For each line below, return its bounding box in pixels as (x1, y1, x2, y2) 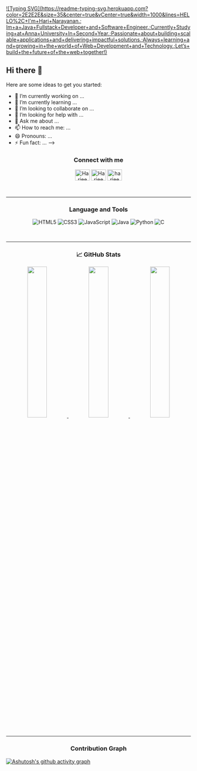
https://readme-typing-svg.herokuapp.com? (41, 5, 148, 12)
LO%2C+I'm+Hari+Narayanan (6, 18, 79, 24)
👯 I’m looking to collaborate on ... (14, 105, 94, 112)
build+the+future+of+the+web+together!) (6, 49, 107, 55)
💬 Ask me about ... (14, 117, 59, 124)
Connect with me (73, 155, 124, 164)
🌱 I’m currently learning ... (14, 99, 77, 106)
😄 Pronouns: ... (14, 132, 53, 140)
